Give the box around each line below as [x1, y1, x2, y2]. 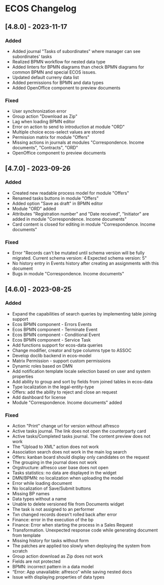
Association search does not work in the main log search [12, 449, 127, 455]
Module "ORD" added [12, 206, 56, 212]
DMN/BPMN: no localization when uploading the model [12, 475, 123, 481]
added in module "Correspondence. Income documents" [12, 216, 127, 222]
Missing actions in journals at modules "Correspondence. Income [12, 139, 144, 145]
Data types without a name [12, 496, 67, 502]
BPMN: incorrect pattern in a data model [12, 564, 94, 570]
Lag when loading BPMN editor [12, 119, 75, 125]
